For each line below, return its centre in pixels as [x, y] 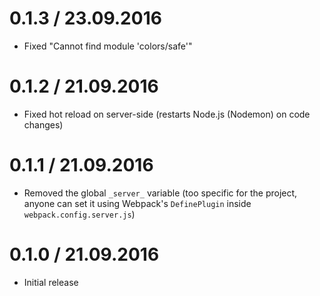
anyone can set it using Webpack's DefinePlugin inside [137, 203]
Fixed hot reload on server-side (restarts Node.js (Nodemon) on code [167, 114]
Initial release [51, 282]
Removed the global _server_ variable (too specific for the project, [160, 193]
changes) [43, 124]
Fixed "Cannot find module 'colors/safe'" [108, 46]
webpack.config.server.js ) [79, 214]
